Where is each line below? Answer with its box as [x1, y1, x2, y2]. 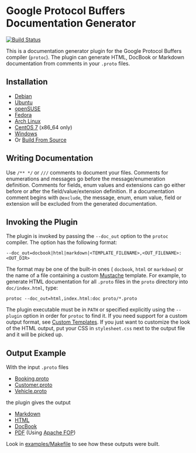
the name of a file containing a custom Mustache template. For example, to [6, 272, 187, 279]
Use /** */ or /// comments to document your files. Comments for [6, 169, 169, 176]
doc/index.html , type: [6, 284, 59, 291]
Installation [6, 77, 48, 87]
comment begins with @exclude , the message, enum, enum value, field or [6, 194, 182, 201]
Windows [14, 130, 37, 137]
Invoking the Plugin [6, 217, 78, 227]
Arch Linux [14, 118, 41, 125]
